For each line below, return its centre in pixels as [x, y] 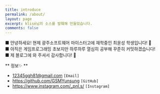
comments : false [22, 28]
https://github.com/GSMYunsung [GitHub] [55, 81]
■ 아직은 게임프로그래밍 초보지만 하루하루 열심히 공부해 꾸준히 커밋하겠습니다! [80, 49]
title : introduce [23, 10]
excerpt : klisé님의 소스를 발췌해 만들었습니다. [49, 23]
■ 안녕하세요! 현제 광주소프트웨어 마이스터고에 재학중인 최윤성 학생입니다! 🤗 [78, 43]
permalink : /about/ [25, 14]
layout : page [19, 19]
